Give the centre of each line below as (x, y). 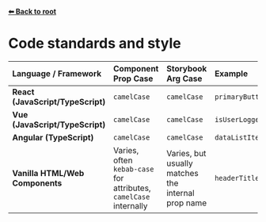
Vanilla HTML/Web (48, 173)
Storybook (186, 68)
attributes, (133, 188)
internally (131, 205)
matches (182, 173)
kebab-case (134, 169)
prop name (186, 203)
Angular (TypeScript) (53, 137)
